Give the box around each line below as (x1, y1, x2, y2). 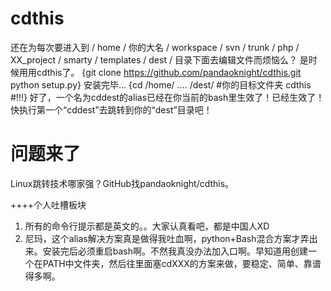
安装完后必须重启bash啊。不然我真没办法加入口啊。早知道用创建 (42, 245, 309, 257)
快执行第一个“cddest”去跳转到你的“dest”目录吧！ (10, 103, 213, 116)
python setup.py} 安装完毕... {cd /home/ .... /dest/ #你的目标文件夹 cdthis (10, 78, 312, 91)
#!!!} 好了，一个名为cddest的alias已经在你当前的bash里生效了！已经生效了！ (10, 91, 325, 103)
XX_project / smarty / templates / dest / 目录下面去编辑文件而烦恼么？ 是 (10, 53, 309, 66)
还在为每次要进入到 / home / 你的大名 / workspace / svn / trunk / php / (10, 41, 300, 53)
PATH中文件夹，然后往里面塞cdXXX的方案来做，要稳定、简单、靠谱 (42, 257, 322, 269)
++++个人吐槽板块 (10, 198, 87, 211)
